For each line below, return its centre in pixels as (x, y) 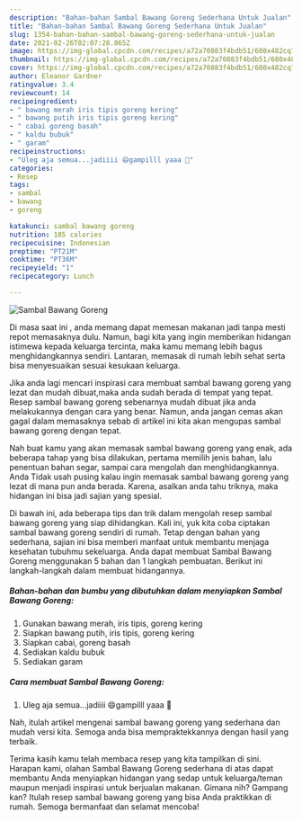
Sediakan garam (53, 661)
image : (22, 51)
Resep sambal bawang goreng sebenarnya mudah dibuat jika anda (133, 402)
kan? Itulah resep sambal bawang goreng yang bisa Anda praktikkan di (141, 797)
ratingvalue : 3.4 (42, 85)
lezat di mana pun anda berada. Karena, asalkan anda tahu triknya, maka (144, 486)
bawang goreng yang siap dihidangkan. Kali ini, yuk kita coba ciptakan (140, 522)
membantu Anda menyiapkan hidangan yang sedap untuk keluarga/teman (146, 778)
